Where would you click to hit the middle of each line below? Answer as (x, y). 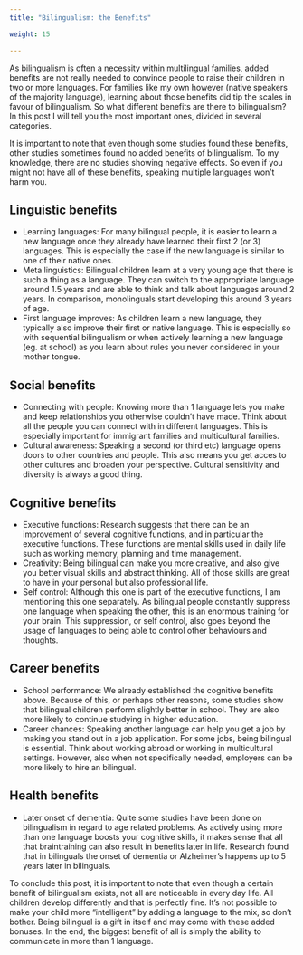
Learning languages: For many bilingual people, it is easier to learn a (150, 232)
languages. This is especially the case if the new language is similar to (153, 251)
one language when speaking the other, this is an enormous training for (156, 611)
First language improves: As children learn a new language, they (142, 319)
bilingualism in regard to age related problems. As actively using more (152, 827)
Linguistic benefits (63, 210)
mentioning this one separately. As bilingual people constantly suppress (156, 601)
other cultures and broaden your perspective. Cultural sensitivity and (151, 465)
